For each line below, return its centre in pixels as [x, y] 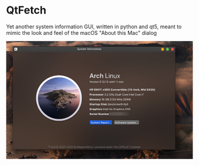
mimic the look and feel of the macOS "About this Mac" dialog [81, 32]
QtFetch [26, 10]
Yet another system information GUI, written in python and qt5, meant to [94, 27]
